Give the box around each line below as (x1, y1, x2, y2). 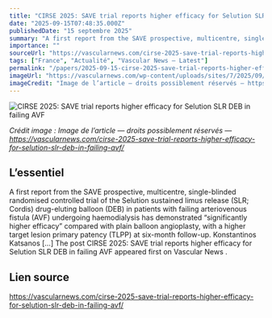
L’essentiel (9, 166, 65, 180)
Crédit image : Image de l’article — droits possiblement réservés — (9, 126, 232, 135)
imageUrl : (9, 72, 43, 80)
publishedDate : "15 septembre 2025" (9, 27, 132, 35)
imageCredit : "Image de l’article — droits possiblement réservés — (9, 79, 245, 87)
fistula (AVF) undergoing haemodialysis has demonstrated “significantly (9, 213, 248, 222)
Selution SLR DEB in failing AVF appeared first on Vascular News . (9, 247, 228, 257)
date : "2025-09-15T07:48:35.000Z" (9, 19, 126, 27)
